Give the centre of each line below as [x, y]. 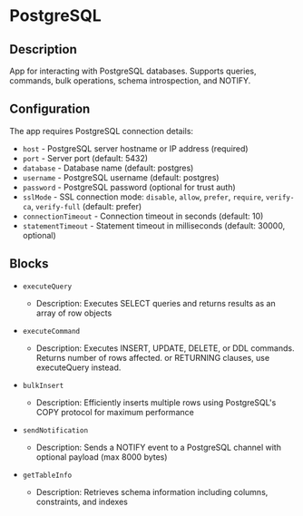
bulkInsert [43, 385]
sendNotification [55, 430]
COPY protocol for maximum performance [115, 412]
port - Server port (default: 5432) [85, 158]
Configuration [50, 109]
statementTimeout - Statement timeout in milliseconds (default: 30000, [154, 225]
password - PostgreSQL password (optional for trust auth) [129, 187]
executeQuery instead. [78, 367]
